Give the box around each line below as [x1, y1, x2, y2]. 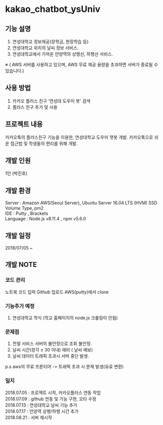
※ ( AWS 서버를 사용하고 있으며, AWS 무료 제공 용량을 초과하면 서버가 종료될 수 [5, 62, 159, 68]
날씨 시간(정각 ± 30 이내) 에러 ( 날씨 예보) [12, 347, 93, 353]
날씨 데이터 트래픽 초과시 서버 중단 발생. [12, 353, 89, 359]
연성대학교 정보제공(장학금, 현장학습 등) [12, 39, 89, 44]
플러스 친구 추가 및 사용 [12, 104, 58, 110]
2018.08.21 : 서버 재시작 [5, 414, 52, 421]
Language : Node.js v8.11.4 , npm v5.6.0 [5, 216, 86, 222]
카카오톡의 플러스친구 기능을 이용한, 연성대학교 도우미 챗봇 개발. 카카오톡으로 [5, 134, 154, 140]
